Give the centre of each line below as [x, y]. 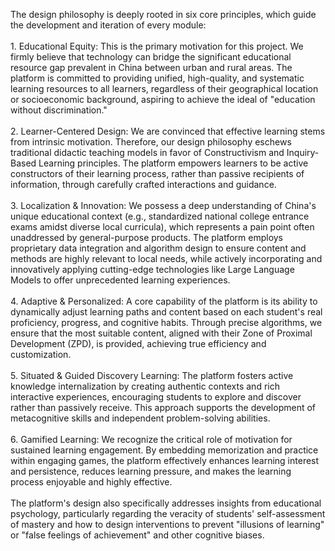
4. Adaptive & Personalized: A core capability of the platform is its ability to [164, 301]
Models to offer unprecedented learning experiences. [120, 280]
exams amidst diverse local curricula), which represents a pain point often [162, 227]
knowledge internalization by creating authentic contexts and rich [145, 386]
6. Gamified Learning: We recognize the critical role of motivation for [151, 439]
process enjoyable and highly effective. [91, 482]
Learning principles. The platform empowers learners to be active [173, 163]
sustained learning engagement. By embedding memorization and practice [164, 450]
